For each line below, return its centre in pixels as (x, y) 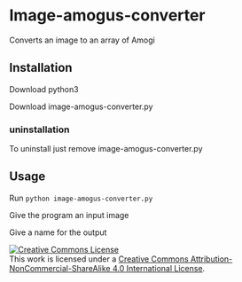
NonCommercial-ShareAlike (60, 268)
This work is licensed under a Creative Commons (99, 259)
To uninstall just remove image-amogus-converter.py (106, 149)
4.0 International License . (159, 268)
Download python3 (44, 89)
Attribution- (211, 259)
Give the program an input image (69, 215)
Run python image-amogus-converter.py (81, 198)
